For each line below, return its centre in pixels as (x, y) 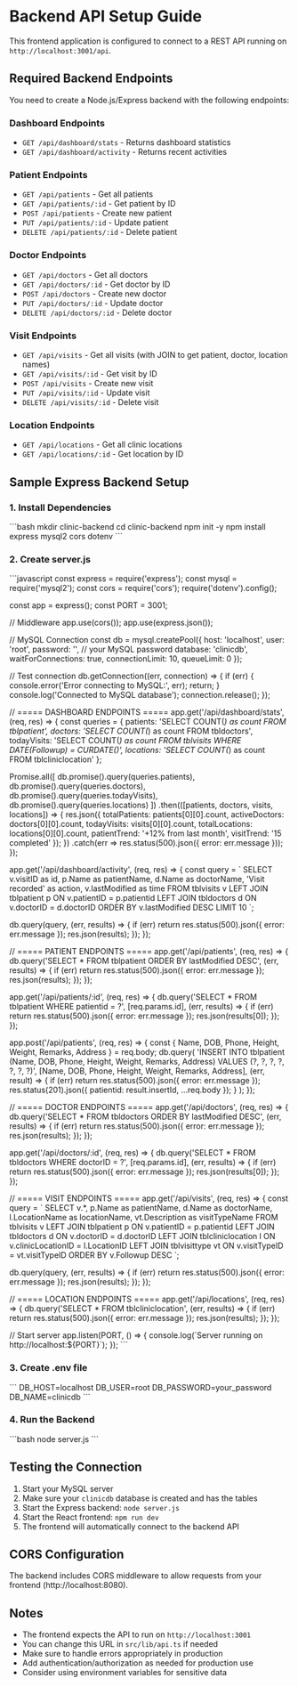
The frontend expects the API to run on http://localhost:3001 (137, 1634)
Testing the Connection (76, 1467)
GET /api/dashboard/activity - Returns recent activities (125, 152)
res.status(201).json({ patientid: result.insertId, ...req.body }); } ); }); (132, 1090)
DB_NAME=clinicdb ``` (50, 1397)
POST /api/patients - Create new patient (97, 213)
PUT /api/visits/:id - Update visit (86, 393)
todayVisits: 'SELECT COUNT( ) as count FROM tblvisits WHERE (125, 741)
